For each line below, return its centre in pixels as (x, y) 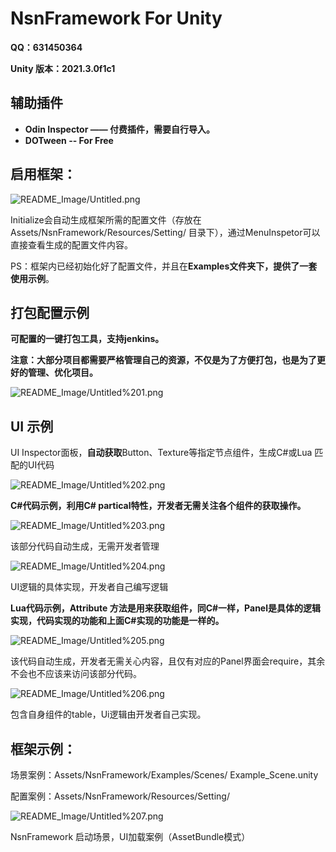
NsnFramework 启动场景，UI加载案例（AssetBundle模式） (130, 836)
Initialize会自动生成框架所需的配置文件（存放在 (106, 219)
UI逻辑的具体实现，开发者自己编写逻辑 (89, 587)
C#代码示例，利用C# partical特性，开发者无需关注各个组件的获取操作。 (158, 506)
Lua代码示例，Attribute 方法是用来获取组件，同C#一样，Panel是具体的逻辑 (165, 608)
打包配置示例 (50, 312)
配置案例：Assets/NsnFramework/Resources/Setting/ (120, 796)
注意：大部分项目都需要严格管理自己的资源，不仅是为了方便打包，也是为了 (163, 360)
